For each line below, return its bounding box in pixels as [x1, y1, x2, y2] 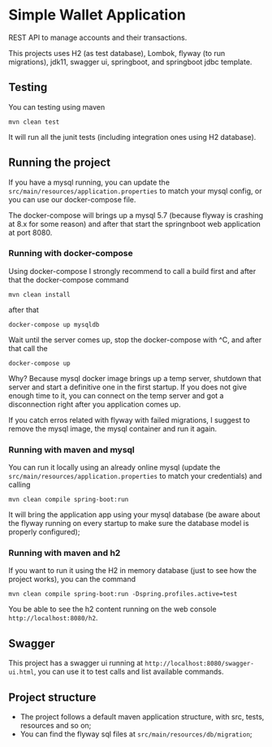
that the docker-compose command [8, 275, 129, 284]
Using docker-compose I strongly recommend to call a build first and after [8, 266, 257, 276]
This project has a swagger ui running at [8, 658, 144, 668]
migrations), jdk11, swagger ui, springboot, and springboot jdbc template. [8, 57, 253, 67]
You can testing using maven [8, 102, 106, 111]
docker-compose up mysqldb [8, 320, 100, 328]
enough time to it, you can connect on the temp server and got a [8, 390, 224, 400]
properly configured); [8, 527, 80, 537]
